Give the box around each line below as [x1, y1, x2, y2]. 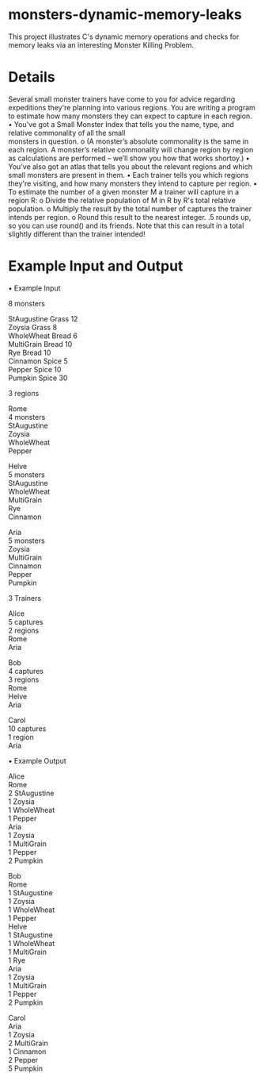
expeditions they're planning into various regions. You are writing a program [8, 102, 256, 112]
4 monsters [8, 412, 46, 421]
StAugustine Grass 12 [8, 314, 78, 323]
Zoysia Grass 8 [8, 322, 58, 332]
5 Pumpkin [8, 1064, 44, 1073]
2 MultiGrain [8, 1038, 49, 1048]
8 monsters [8, 298, 46, 308]
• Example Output [8, 756, 67, 765]
